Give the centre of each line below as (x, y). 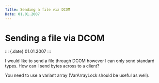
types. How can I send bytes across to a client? (52, 66)
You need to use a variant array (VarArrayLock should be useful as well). (77, 75)
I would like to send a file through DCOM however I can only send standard (80, 61)
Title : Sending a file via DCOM (38, 9)
